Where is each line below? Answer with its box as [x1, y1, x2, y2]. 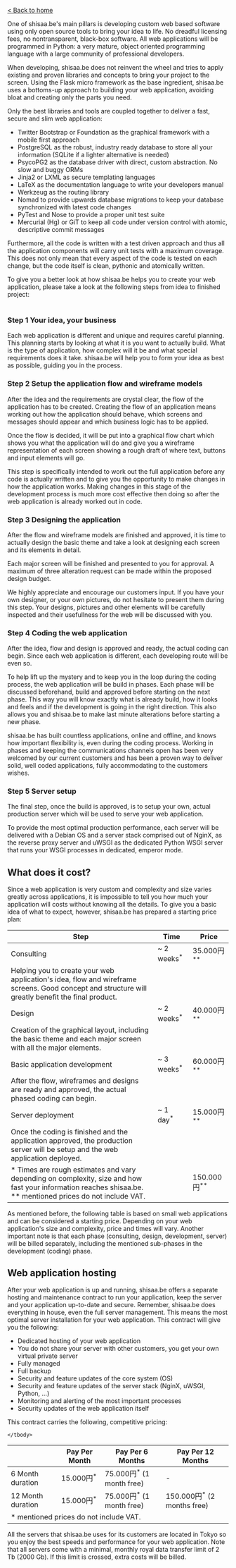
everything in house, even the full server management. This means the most [7, 1308, 228, 1317]
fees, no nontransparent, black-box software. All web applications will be [7, 35, 218, 43]
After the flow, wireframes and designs [11, 1076, 139, 1086]
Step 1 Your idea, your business [7, 315, 117, 325]
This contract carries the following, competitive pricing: [7, 1418, 168, 1426]
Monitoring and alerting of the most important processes [17, 1397, 182, 1405]
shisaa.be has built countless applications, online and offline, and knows [7, 731, 216, 740]
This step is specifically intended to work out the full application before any [7, 467, 225, 475]
